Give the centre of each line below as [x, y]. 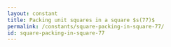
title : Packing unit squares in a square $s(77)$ [81, 20]
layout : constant [33, 13]
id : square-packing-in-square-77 [56, 33]
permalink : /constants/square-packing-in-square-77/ [86, 26]
